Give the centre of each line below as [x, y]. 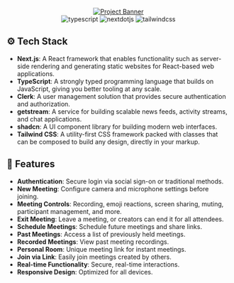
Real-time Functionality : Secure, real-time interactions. [98, 264]
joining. [28, 196]
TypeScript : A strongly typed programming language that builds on [115, 81]
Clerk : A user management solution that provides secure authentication [121, 96]
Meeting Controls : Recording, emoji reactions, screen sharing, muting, [120, 204]
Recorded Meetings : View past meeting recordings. [93, 242]
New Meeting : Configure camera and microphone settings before [113, 188]
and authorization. [43, 104]
